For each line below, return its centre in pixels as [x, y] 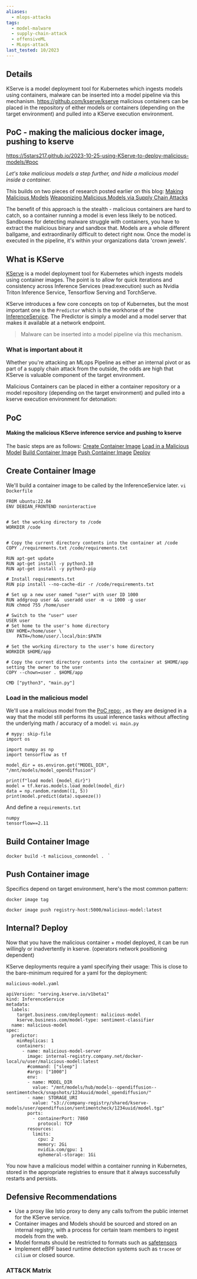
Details [19, 74]
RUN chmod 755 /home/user [38, 605]
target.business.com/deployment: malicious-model [79, 1015]
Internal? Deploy [37, 928]
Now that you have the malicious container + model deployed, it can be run [97, 942]
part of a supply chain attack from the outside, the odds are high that [90, 369]
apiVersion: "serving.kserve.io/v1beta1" [58, 994]
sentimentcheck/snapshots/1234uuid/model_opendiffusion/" [79, 1092]
